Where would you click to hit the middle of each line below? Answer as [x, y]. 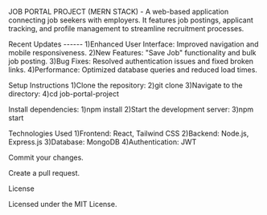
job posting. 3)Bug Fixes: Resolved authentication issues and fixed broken [131, 61]
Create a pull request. [44, 173]
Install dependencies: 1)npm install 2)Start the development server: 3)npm [131, 109]
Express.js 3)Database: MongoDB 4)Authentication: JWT [103, 142]
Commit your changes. [46, 157]
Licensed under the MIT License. [63, 204]
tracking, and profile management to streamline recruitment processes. [126, 28]
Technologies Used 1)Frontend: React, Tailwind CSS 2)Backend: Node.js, [129, 133]
